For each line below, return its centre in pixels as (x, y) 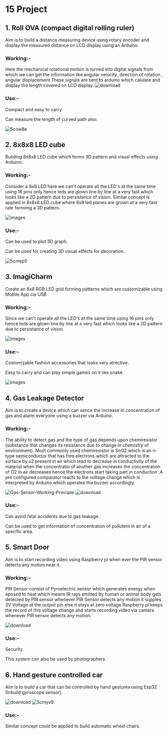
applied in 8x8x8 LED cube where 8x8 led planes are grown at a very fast (81, 202)
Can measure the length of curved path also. (52, 119)
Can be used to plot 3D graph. (36, 241)
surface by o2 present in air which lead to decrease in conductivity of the (81, 461)
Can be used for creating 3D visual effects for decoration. (65, 251)
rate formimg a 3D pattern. (33, 208)
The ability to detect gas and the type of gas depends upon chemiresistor (81, 440)
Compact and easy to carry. (34, 109)
